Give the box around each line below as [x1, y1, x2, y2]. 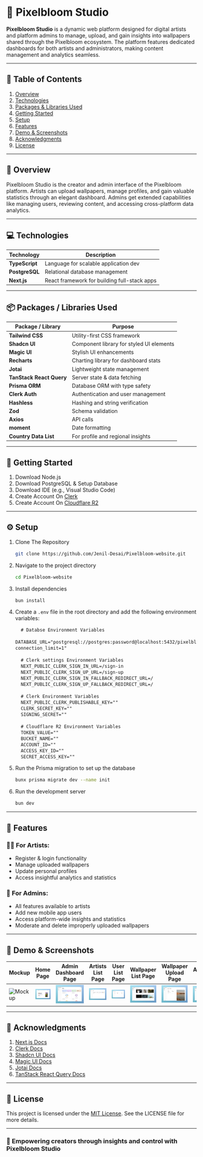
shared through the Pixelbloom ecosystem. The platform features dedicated [6, 38, 195, 45]
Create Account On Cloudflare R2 [14, 499, 98, 506]
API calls [71, 416, 94, 423]
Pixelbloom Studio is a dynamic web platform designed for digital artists [6, 25, 187, 33]
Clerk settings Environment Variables [26, 658, 124, 664]
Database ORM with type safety [71, 382, 151, 389]
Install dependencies [14, 585, 68, 592]
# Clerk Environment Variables [21, 694, 100, 700]
